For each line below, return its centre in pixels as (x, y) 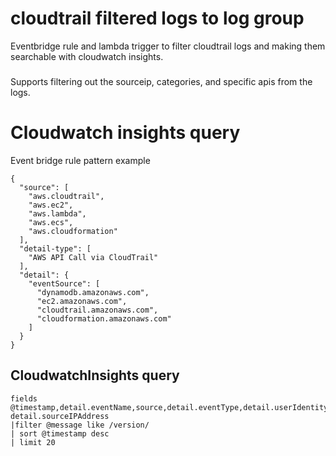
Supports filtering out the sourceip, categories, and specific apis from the (161, 81)
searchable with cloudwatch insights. (87, 56)
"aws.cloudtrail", (66, 196)
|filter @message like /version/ (80, 425)
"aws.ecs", (51, 222)
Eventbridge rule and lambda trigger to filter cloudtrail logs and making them (168, 46)
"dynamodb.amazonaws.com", (93, 292)
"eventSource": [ (64, 283)
